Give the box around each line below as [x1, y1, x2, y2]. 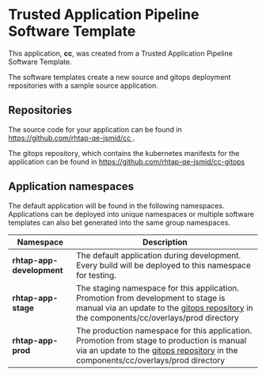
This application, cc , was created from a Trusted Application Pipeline [8, 48, 234, 58]
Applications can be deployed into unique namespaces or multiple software [8, 209, 255, 218]
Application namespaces [8, 180, 135, 193]
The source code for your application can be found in [8, 124, 182, 134]
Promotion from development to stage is [76, 292, 226, 303]
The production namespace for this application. [76, 325, 253, 336]
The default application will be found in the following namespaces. [8, 200, 225, 211]
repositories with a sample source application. [8, 81, 158, 90]
